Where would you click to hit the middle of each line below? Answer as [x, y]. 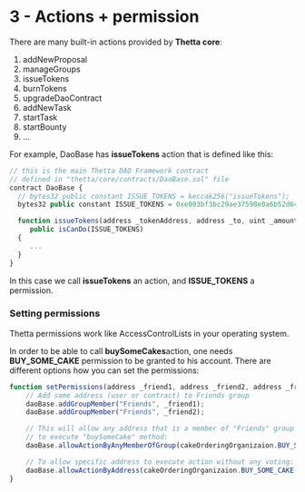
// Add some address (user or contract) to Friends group [138, 395]
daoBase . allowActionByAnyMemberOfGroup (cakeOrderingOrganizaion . [152, 446]
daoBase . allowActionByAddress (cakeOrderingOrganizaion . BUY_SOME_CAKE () [164, 470]
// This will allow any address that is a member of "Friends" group [160, 428]
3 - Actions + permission [104, 17]
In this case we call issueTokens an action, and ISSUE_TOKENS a [132, 280]
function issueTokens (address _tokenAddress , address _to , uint [142, 221]
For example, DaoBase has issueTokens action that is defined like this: [142, 154]
